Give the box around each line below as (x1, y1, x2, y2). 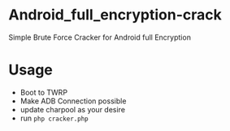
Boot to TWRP (20, 87, 67, 97)
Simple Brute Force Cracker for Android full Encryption (8, 32, 191, 42)
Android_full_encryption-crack (8, 6, 222, 24)
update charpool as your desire (20, 104, 126, 114)
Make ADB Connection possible (20, 95, 127, 106)
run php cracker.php (20, 113, 89, 123)
